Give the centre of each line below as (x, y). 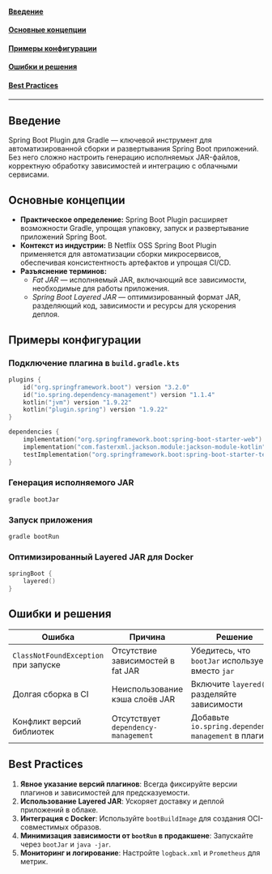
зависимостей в (144, 660)
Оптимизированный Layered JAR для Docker (101, 557)
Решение (234, 637)
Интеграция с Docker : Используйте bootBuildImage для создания (133, 818)
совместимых (44, 827)
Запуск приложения (51, 520)
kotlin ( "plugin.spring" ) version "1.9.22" (96, 410)
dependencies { (34, 432)
